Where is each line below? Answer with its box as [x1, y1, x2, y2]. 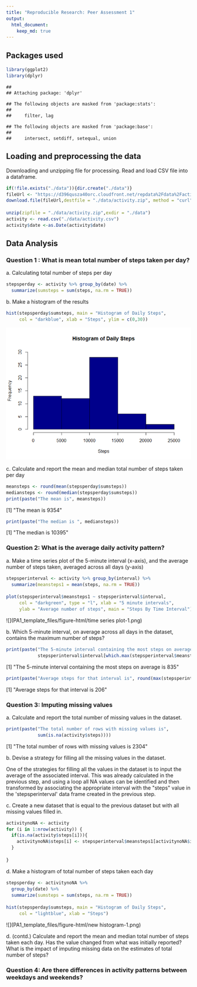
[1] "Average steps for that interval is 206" [6, 686, 107, 693]
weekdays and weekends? [6, 973, 83, 981]
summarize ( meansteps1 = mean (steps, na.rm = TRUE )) [11, 581, 141, 587]
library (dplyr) [6, 73, 43, 79]
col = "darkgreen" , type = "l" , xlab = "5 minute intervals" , [19, 600, 175, 606]
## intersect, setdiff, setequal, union [6, 135, 117, 141]
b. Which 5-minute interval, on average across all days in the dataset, [6, 628, 174, 635]
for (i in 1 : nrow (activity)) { [6, 826, 83, 832]
